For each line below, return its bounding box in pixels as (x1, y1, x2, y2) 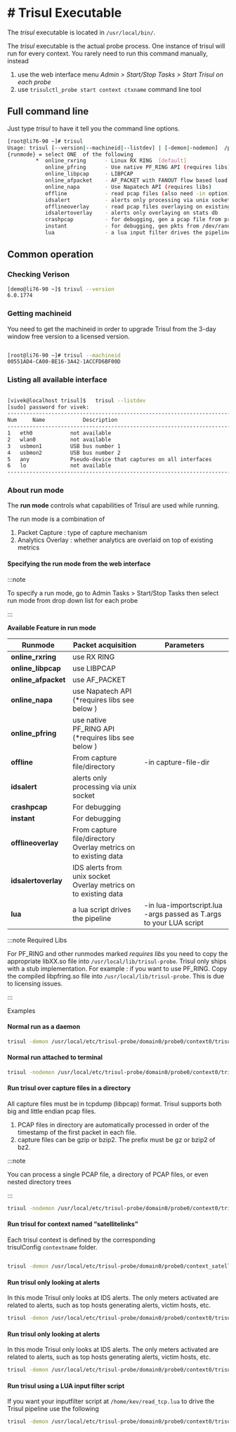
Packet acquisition (72, 640, 137, 650)
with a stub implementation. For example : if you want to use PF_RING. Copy (7, 964, 228, 973)
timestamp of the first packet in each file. (17, 1128, 137, 1136)
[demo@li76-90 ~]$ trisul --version (7, 286, 114, 293)
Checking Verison (7, 270, 70, 279)
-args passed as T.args (143, 909, 222, 919)
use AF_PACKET (72, 675, 126, 684)
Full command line (7, 105, 89, 117)
